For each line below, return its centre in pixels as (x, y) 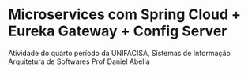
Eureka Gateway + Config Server (118, 31)
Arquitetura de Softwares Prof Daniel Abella (79, 61)
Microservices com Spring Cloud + (124, 15)
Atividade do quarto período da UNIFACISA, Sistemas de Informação (119, 53)
